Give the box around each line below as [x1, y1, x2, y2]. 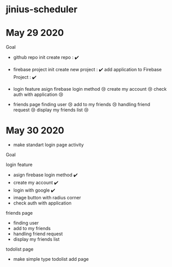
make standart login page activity [13, 142, 84, 148]
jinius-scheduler [6, 4, 78, 15]
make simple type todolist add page [13, 256, 89, 262]
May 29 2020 [6, 27, 64, 39]
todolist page [6, 246, 34, 252]
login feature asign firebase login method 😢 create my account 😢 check [13, 86, 167, 92]
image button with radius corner [13, 195, 81, 201]
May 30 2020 [6, 125, 64, 136]
